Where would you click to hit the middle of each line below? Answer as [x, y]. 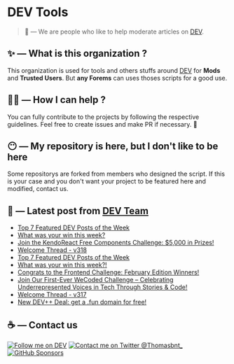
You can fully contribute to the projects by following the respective [103, 117]
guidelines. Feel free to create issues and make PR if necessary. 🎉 [102, 124]
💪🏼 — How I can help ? [57, 100]
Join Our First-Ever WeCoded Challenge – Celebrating [95, 280]
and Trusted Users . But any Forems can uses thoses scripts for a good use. [117, 78]
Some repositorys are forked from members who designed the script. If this [116, 174]
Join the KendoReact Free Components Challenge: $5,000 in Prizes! [116, 243]
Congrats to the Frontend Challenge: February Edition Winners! [108, 272]
